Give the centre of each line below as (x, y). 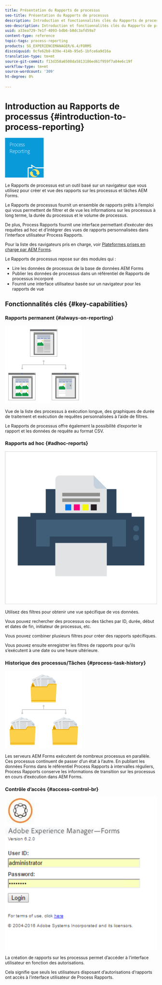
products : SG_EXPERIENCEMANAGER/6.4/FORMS (48, 46)
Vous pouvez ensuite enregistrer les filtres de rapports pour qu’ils (70, 645)
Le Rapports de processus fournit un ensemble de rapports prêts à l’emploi (80, 205)
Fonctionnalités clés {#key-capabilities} (67, 304)
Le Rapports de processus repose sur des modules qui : (61, 259)
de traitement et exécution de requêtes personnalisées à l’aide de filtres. (77, 416)
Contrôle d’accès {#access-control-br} (52, 789)
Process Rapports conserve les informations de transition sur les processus (80, 772)
